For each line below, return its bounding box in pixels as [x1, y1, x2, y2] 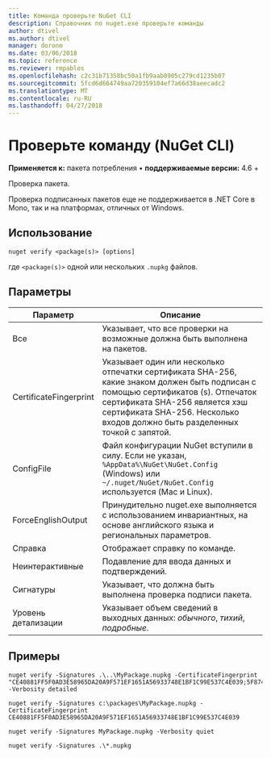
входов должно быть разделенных [102, 416, 239, 427]
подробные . [102, 622, 149, 633]
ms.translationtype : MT [8, 86, 89, 95]
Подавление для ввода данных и [102, 556, 231, 567]
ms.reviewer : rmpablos [8, 65, 85, 73]
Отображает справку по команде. [102, 542, 236, 553]
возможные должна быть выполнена [102, 332, 248, 344]
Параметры [8, 285, 72, 299]
